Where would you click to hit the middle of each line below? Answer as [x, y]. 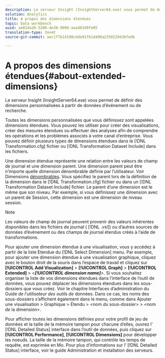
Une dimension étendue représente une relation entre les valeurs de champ [82, 161]
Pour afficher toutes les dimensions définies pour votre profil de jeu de [77, 319]
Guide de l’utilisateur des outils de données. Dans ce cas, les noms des [77, 294]
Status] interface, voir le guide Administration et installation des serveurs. [79, 350]
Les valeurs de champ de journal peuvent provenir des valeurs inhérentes [80, 221]
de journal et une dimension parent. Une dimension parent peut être [74, 166]
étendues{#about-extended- [66, 76]
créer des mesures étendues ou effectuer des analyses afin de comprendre [82, 130]
